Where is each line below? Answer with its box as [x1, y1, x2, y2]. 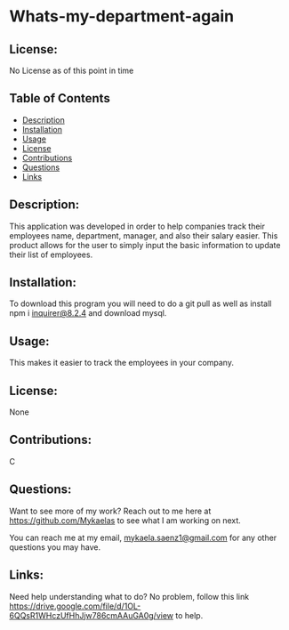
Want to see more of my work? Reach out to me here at [9, 505, 212, 516]
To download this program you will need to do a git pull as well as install [9, 298, 272, 309]
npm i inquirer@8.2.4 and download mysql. [9, 308, 167, 319]
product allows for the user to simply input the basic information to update [9, 239, 281, 250]
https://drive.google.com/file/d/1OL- [9, 601, 141, 611]
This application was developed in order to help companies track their [9, 221, 265, 231]
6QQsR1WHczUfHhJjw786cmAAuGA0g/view [9, 610, 174, 620]
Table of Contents [9, 91, 111, 106]
